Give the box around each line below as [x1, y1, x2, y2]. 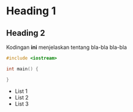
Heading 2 [6, 28, 46, 38]
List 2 [14, 94, 29, 101]
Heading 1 [6, 4, 57, 18]
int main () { [6, 66, 39, 72]
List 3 [14, 100, 29, 107]
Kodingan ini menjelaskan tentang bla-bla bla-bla [6, 43, 127, 51]
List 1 [14, 88, 28, 95]
